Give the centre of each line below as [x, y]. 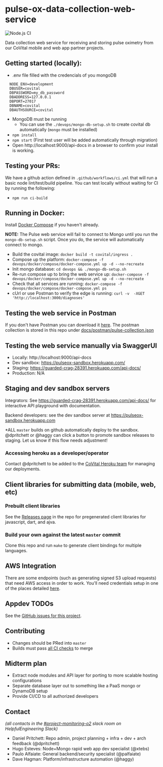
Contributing [25, 631]
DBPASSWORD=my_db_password [37, 93]
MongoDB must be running [39, 119]
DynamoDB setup [30, 691]
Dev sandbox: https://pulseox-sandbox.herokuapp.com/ [69, 363]
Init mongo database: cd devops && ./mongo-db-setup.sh [69, 269]
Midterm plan [26, 664]
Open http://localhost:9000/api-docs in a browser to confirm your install [85, 145]
